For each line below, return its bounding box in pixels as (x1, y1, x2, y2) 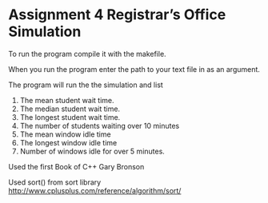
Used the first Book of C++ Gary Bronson (8, 161, 145, 171)
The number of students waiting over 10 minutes (19, 121, 180, 130)
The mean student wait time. (19, 95, 114, 105)
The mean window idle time (19, 129, 111, 139)
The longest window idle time (19, 137, 118, 147)
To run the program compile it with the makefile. (8, 49, 166, 58)
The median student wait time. (19, 104, 121, 113)
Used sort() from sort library (8, 177, 102, 187)
